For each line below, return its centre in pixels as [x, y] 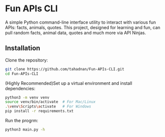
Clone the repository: [27, 60]
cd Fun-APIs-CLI [22, 74]
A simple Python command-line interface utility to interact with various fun [81, 22]
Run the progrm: [22, 120]
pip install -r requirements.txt [39, 111]
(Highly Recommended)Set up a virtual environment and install [69, 83]
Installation [23, 48]
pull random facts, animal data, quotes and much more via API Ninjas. [76, 33]
